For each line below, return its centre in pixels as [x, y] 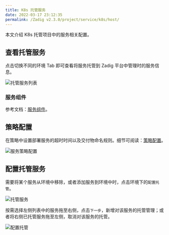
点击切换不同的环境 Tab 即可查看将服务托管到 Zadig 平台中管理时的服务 [80, 66]
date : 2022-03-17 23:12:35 [34, 15]
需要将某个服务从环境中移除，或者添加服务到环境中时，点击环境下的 [77, 182]
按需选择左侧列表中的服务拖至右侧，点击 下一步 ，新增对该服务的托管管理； [82, 210]
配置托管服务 [25, 169]
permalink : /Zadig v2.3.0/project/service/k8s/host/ [62, 19]
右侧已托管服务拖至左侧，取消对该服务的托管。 [63, 217]
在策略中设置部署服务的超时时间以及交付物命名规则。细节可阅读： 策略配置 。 [86, 140]
